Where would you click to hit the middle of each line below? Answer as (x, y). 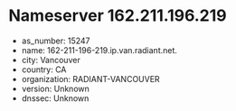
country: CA (44, 69)
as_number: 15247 (56, 41)
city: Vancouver (51, 60)
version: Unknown (55, 88)
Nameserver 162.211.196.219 (118, 16)
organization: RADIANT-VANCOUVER (90, 79)
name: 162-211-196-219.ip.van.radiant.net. (99, 50)
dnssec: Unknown (55, 98)
